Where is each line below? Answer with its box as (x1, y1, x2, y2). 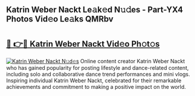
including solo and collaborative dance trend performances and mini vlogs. (6, 71, 190, 78)
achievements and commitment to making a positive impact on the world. (6, 83, 186, 90)
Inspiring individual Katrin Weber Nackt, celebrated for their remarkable (6, 77, 182, 84)
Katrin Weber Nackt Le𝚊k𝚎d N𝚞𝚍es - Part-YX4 (6, 5, 183, 15)
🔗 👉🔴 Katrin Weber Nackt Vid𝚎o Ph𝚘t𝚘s (6, 39, 160, 49)
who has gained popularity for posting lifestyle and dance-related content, (6, 64, 189, 71)
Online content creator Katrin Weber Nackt (80, 58, 185, 64)
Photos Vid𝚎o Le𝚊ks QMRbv (6, 14, 114, 24)
